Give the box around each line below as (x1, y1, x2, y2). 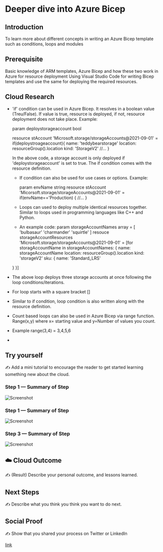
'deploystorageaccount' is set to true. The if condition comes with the (12, 160, 152, 166)
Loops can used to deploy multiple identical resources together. (19, 204, 147, 210)
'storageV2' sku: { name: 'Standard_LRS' (19, 255, 101, 261)
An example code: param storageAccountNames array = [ (19, 224, 135, 230)
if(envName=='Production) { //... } (19, 195, 88, 200)
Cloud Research (5, 93, 54, 101)
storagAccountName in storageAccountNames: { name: (19, 244, 131, 250)
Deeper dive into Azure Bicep (5, 3, 126, 15)
